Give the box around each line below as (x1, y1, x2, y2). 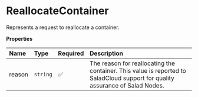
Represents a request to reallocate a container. (6, 24, 120, 31)
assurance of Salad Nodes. (89, 81, 164, 89)
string (34, 71, 52, 77)
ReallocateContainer (6, 4, 109, 18)
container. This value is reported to (89, 66, 187, 75)
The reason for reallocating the (89, 59, 176, 67)
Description (89, 49, 124, 57)
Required (58, 49, 84, 57)
